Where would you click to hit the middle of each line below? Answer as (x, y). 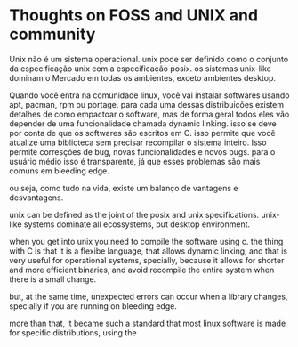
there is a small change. (53, 279)
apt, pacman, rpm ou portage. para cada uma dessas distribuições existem (147, 104)
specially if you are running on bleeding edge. (93, 306)
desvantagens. (36, 198)
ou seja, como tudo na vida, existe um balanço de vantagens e (124, 188)
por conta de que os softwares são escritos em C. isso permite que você (142, 133)
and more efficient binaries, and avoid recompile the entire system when (142, 270)
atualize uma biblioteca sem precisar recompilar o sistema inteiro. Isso (138, 142)
